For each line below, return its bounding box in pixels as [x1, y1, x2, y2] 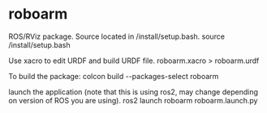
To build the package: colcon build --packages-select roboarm [8, 71, 219, 81]
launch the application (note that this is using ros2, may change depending [8, 86, 258, 97]
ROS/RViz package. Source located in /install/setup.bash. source [8, 31, 226, 41]
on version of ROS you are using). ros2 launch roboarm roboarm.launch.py [8, 95, 258, 105]
